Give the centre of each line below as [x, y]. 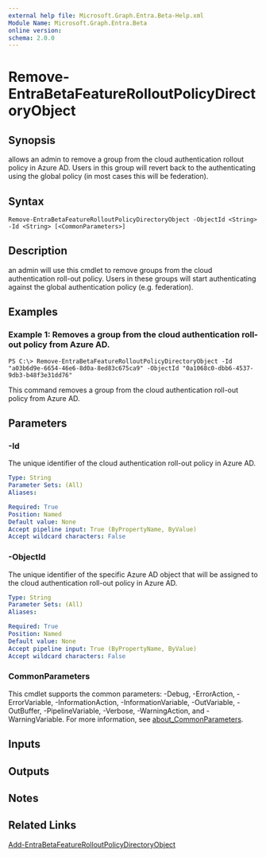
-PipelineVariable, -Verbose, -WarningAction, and [124, 711]
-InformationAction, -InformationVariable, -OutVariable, [145, 702]
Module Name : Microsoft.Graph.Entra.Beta [78, 23]
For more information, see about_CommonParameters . [155, 719]
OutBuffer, [25, 711]
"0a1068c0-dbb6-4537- [218, 368]
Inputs [25, 744]
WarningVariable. [37, 719]
